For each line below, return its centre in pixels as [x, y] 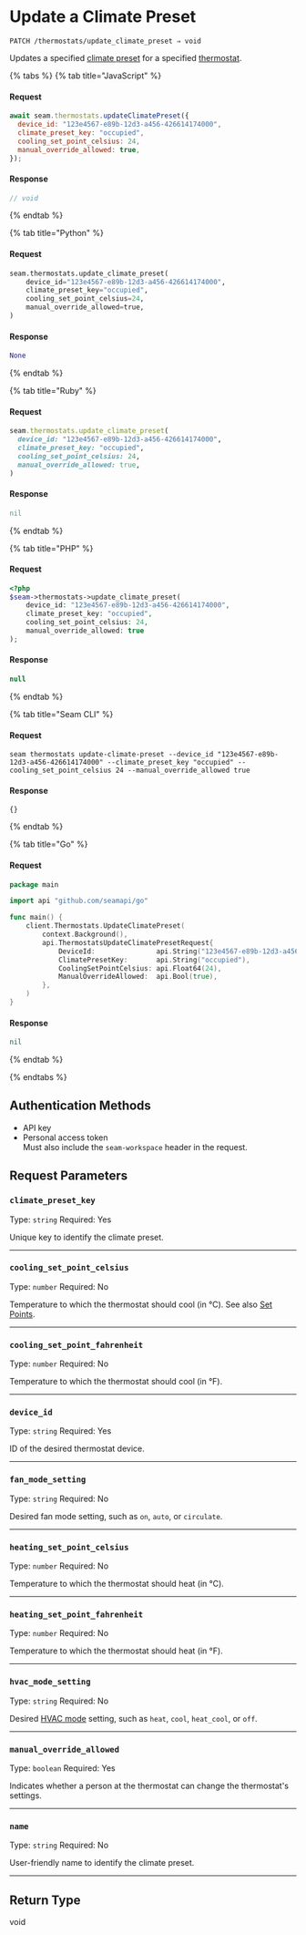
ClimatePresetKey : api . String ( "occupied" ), [154, 960]
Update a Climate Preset [103, 17]
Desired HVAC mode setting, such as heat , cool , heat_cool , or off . [133, 1718]
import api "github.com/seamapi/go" [79, 901]
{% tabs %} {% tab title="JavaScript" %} [86, 76]
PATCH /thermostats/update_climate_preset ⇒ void [106, 41]
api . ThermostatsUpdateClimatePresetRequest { [128, 942]
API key [37, 1127]
